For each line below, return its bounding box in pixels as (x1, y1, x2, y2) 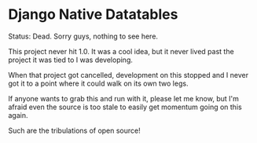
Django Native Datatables (8, 5, 178, 24)
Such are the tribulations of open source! (8, 126, 141, 135)
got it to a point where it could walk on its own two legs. (8, 79, 189, 88)
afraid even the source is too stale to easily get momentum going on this (8, 102, 242, 112)
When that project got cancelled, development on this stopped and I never (8, 70, 249, 79)
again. (8, 110, 29, 119)
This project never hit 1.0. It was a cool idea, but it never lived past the (8, 46, 234, 56)
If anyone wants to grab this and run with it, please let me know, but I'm (8, 93, 240, 103)
